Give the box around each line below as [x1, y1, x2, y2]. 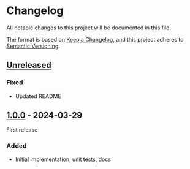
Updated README [15, 92, 61, 100]
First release [6, 126, 38, 133]
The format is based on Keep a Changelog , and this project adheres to [6, 36, 184, 43]
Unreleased [6, 60, 52, 70]
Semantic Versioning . [6, 42, 60, 50]
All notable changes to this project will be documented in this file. [6, 24, 172, 31]
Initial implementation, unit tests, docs [15, 156, 112, 163]
